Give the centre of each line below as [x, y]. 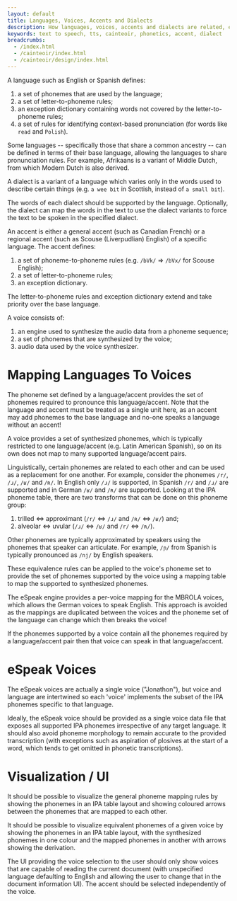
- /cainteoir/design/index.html [61, 60]
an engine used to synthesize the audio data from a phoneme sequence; [123, 331]
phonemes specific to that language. [61, 704]
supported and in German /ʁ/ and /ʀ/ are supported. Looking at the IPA [112, 490]
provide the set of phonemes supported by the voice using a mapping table [117, 576]
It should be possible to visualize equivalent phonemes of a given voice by [115, 825]
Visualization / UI [58, 776]
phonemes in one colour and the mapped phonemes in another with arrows [117, 840]
